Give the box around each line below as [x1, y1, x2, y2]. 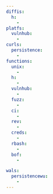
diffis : [6, 8, 25, 15]
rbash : [11, 140, 27, 147]
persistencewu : [11, 173, 48, 179]
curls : [6, 42, 22, 48]
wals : [6, 168, 19, 174]
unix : [11, 63, 25, 70]
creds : [11, 130, 27, 136]
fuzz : [11, 96, 25, 102]
